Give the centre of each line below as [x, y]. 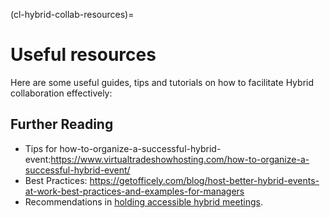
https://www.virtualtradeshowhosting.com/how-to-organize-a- [180, 159]
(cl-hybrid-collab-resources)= [72, 14]
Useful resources [83, 55]
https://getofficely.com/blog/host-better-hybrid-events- [204, 180]
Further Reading [62, 124]
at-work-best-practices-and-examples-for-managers [134, 191]
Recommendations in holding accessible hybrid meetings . [143, 201]
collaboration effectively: [61, 93]
